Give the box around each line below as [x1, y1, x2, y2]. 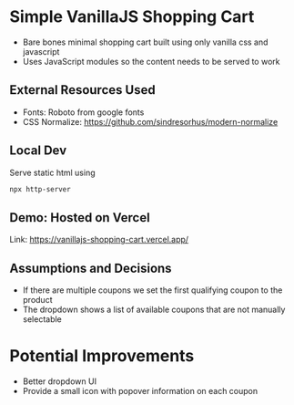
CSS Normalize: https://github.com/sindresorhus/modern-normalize [22, 116, 279, 127]
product [22, 295, 53, 306]
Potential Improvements [9, 346, 195, 367]
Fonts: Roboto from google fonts [22, 107, 145, 118]
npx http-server [9, 184, 71, 193]
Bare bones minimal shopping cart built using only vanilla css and [22, 36, 269, 47]
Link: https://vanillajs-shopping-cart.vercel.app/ [9, 234, 189, 245]
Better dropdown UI [22, 376, 97, 387]
